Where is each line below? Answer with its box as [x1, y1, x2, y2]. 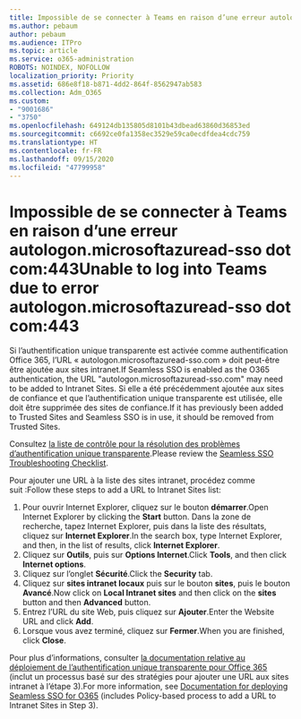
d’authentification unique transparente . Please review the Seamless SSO [9, 449, 274, 459]
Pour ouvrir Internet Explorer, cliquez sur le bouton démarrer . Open [21, 502, 269, 513]
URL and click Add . [21, 616, 94, 627]
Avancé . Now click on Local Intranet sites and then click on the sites [21, 587, 277, 598]
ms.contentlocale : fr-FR [9, 146, 102, 155]
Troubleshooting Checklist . [9, 458, 109, 468]
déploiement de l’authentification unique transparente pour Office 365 [9, 662, 268, 672]
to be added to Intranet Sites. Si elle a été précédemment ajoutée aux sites [9, 383, 285, 394]
